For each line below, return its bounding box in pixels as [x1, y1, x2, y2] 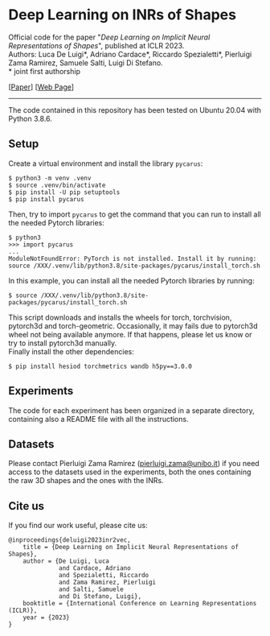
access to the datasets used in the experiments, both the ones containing [8, 467, 252, 477]
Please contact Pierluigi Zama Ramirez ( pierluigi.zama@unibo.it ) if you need [8, 459, 260, 469]
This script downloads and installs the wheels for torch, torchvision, [8, 312, 232, 322]
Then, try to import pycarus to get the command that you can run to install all [8, 209, 261, 219]
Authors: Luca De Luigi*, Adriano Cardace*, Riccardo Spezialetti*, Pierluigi [8, 49, 252, 59]
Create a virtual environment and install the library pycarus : [8, 159, 203, 168]
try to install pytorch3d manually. [8, 338, 117, 348]
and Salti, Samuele [59, 585, 125, 593]
